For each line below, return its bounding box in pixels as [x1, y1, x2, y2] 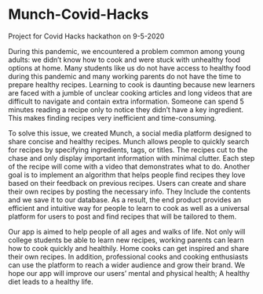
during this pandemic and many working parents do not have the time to [8, 71, 242, 81]
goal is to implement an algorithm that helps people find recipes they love [8, 170, 246, 180]
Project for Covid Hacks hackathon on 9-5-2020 [8, 31, 165, 41]
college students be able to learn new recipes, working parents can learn [8, 235, 245, 245]
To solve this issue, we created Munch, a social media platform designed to [8, 128, 252, 138]
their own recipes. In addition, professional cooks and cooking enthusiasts [8, 252, 249, 261]
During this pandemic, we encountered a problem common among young [8, 46, 245, 56]
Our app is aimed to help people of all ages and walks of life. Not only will [8, 227, 246, 236]
